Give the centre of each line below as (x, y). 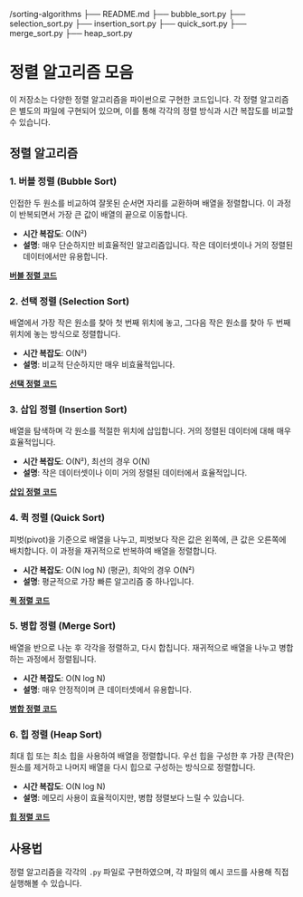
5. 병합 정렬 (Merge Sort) (62, 626)
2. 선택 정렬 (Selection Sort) (69, 301)
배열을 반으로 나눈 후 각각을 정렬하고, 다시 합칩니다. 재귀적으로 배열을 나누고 (143, 647)
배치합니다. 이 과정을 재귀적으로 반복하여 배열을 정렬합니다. (113, 550)
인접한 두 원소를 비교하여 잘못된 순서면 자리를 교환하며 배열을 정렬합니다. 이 (142, 203)
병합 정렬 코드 (33, 709)
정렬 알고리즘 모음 (71, 73)
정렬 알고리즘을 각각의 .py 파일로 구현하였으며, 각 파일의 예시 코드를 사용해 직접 (149, 872)
